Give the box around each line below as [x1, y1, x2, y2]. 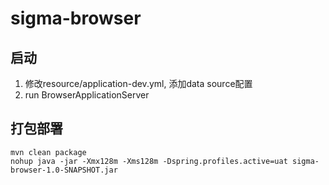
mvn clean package [10, 147, 87, 157]
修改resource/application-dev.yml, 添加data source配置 [24, 78, 253, 89]
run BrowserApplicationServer [24, 89, 150, 101]
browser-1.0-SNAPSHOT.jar [10, 165, 118, 175]
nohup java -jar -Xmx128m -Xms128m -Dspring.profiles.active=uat [10, 156, 288, 166]
